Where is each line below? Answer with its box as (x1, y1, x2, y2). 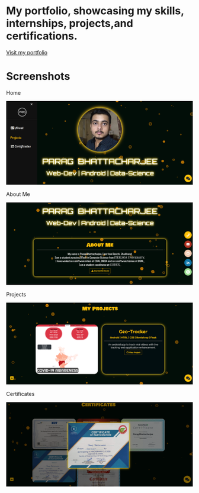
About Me (6, 191, 31, 198)
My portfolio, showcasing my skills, (6, 4, 184, 18)
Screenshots (6, 70, 70, 83)
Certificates (6, 390, 35, 397)
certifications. (6, 30, 78, 43)
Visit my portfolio (6, 49, 48, 56)
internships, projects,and (6, 17, 133, 30)
